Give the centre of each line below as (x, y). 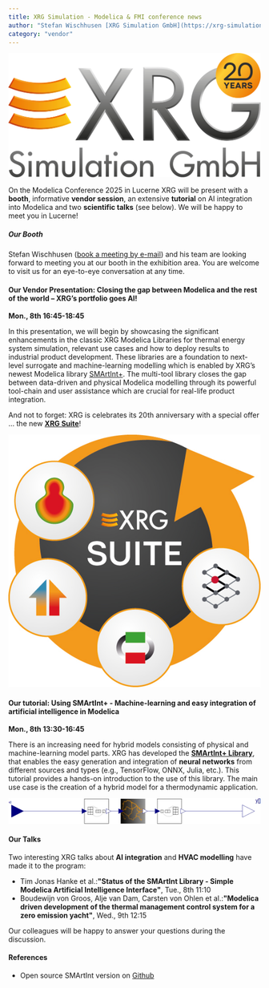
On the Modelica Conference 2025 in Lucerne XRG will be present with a (128, 190)
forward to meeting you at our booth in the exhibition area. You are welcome (134, 262)
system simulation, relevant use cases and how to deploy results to (119, 349)
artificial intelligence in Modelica (64, 711)
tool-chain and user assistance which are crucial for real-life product (121, 391)
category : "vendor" (41, 34)
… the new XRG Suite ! (45, 424)
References (28, 958)
